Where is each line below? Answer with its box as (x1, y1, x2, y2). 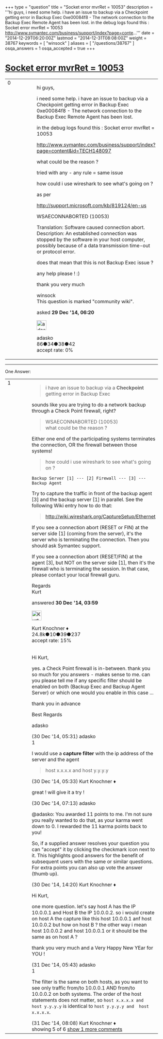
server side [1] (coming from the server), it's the (32, 530, 142, 537)
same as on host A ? (32, 933, 78, 940)
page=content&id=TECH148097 (36, 147, 112, 154)
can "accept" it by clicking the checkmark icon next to (32, 846, 155, 852)
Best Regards (32, 711, 63, 718)
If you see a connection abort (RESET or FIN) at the (32, 524, 148, 531)
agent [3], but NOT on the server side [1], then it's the (32, 559, 155, 566)
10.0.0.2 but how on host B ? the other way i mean (32, 921, 147, 928)
